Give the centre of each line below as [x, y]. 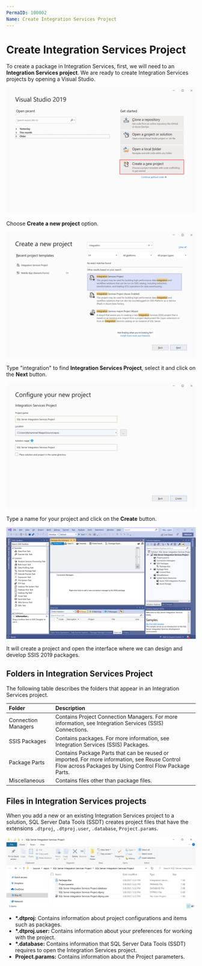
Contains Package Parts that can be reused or [112, 753]
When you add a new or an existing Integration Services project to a [90, 816]
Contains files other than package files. [103, 781]
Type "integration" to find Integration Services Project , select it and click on [101, 367]
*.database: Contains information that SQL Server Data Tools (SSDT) [100, 944]
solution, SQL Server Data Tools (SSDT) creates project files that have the [97, 822]
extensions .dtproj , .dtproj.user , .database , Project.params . [82, 828]
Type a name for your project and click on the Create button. [81, 518]
